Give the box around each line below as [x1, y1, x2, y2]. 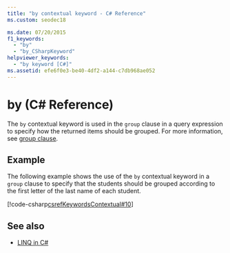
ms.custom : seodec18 [7, 16, 67, 23]
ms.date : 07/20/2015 [7, 29, 67, 36]
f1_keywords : [7, 35, 45, 42]
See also [7, 220, 45, 232]
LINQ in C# [17, 239, 49, 247]
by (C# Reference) [7, 97, 114, 112]
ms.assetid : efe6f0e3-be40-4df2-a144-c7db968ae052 [7, 67, 156, 74]
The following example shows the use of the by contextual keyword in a [7, 173, 210, 181]
